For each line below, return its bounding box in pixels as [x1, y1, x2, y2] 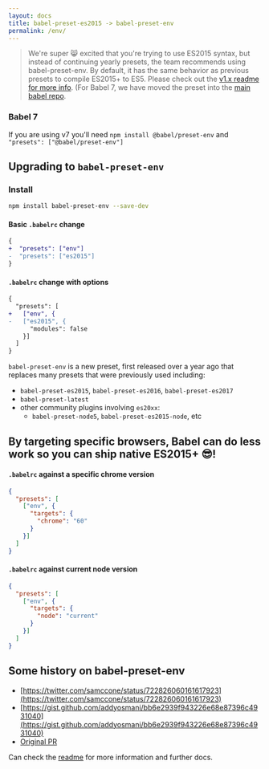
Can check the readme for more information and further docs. [8, 752, 213, 762]
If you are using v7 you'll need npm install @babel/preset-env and [8, 129, 229, 139]
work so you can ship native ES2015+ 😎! [8, 447, 217, 461]
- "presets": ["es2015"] [8, 252, 95, 261]
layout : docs [8, 11, 52, 20]
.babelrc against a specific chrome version [8, 470, 155, 479]
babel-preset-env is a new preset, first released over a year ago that [8, 362, 234, 372]
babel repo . [27, 92, 67, 101]
